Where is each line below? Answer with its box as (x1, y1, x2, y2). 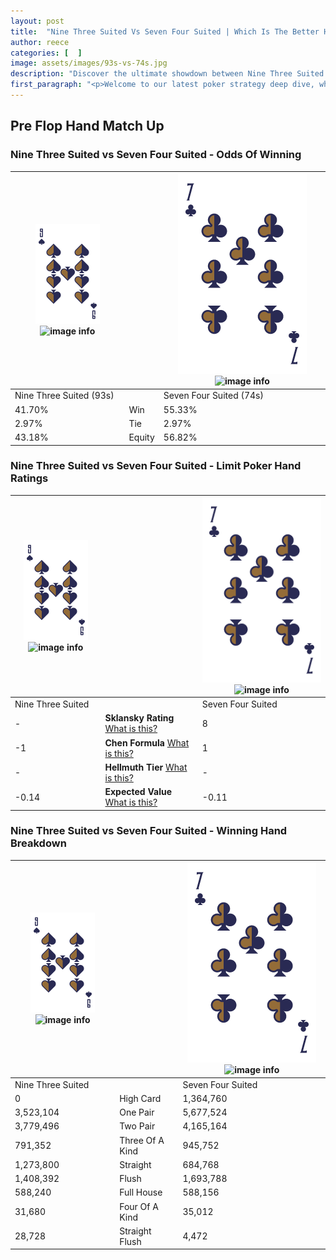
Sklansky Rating (104, 712, 175, 724)
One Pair (119, 1106, 155, 1119)
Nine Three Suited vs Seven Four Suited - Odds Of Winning (10, 148, 302, 162)
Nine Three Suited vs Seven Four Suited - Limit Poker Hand (10, 459, 302, 473)
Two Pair (119, 1120, 156, 1132)
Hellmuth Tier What (104, 761, 188, 773)
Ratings (10, 471, 49, 485)
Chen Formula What (104, 736, 190, 749)
